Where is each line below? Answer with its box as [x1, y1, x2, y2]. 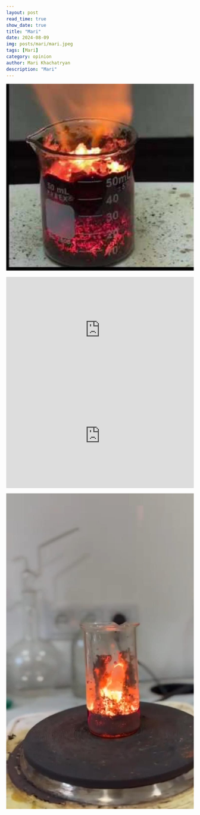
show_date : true [6, 22, 46, 28]
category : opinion [6, 54, 52, 60]
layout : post [6, 10, 39, 16]
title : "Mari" [6, 29, 42, 35]
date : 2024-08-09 [6, 35, 49, 41]
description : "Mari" [6, 66, 58, 72]
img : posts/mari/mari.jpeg [6, 41, 73, 47]
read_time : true [6, 16, 46, 22]
